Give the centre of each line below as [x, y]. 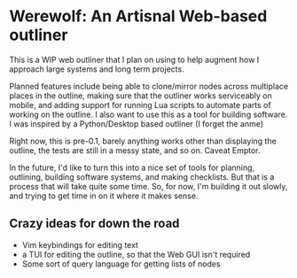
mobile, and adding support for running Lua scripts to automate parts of [141, 104]
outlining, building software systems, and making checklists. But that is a [142, 177]
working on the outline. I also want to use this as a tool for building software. [148, 114]
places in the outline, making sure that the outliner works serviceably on [141, 96]
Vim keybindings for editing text [80, 244]
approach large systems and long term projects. [97, 69]
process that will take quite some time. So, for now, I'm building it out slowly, [148, 186]
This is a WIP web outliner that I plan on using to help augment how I [134, 59]
